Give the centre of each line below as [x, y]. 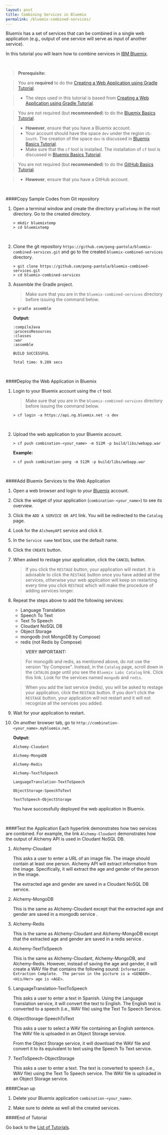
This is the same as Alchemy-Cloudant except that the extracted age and [88, 909]
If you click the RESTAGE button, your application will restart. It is [90, 569]
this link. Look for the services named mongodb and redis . [84, 678]
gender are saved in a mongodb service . [55, 914]
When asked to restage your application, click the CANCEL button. [79, 560]
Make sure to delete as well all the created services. [66, 1108]
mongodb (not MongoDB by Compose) [60, 637]
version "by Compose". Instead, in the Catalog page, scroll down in [94, 667]
